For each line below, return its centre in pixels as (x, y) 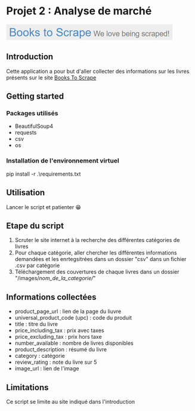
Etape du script (35, 226)
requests (26, 133)
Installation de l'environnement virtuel (63, 161)
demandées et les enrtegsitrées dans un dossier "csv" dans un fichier (100, 259)
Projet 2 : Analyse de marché (79, 11)
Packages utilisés (32, 114)
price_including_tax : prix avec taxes (59, 330)
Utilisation (26, 193)
